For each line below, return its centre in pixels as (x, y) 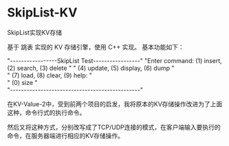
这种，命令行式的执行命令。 (46, 112)
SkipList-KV (42, 13)
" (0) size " (22, 82)
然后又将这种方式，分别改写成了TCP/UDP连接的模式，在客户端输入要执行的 (114, 127)
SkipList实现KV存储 (34, 32)
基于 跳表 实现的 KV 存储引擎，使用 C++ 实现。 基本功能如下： (96, 47)
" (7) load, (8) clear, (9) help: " (50, 75)
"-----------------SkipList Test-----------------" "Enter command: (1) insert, (115, 60)
